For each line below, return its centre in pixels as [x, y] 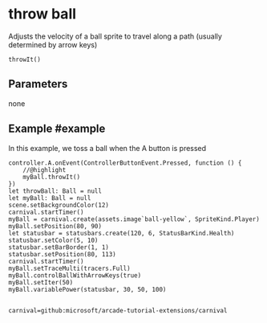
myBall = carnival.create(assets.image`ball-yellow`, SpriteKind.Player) [134, 219]
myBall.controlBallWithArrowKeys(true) [75, 275]
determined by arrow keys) [53, 44]
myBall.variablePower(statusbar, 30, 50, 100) [87, 289]
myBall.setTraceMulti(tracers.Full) [69, 268]
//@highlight [44, 170]
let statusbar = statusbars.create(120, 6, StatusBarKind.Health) [121, 233]
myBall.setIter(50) [41, 282]
